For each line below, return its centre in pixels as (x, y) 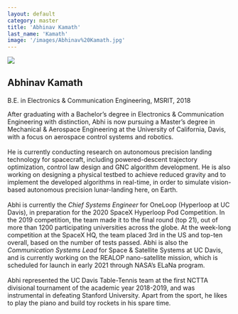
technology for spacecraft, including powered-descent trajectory (102, 160)
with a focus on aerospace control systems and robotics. (91, 137)
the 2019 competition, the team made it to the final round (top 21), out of (113, 220)
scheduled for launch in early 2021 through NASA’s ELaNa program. (106, 265)
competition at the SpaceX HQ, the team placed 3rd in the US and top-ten (115, 235)
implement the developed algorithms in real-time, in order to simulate (108, 183)
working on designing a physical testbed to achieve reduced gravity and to (117, 175)
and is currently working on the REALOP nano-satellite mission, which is (113, 258)
